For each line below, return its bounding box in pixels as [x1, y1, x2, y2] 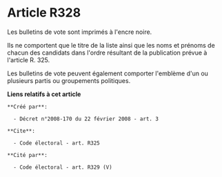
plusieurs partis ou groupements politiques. [7, 76, 131, 84]
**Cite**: [7, 127, 36, 134]
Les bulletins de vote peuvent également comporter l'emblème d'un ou [7, 69, 209, 77]
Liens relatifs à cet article [7, 90, 81, 98]
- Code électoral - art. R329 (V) [13, 164, 112, 171]
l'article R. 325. [7, 55, 50, 64]
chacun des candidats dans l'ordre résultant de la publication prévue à [7, 48, 208, 57]
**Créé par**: [7, 103, 48, 110]
